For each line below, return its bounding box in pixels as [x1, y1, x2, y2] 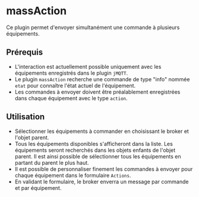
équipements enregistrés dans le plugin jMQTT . [14, 69, 128, 77]
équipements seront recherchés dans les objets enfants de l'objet [14, 147, 176, 154]
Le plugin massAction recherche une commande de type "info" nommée [14, 75, 190, 82]
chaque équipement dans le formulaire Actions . [14, 171, 131, 179]
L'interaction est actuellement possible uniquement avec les [14, 63, 162, 70]
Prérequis [6, 47, 43, 58]
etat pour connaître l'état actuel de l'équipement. [14, 82, 136, 89]
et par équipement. [14, 184, 62, 191]
